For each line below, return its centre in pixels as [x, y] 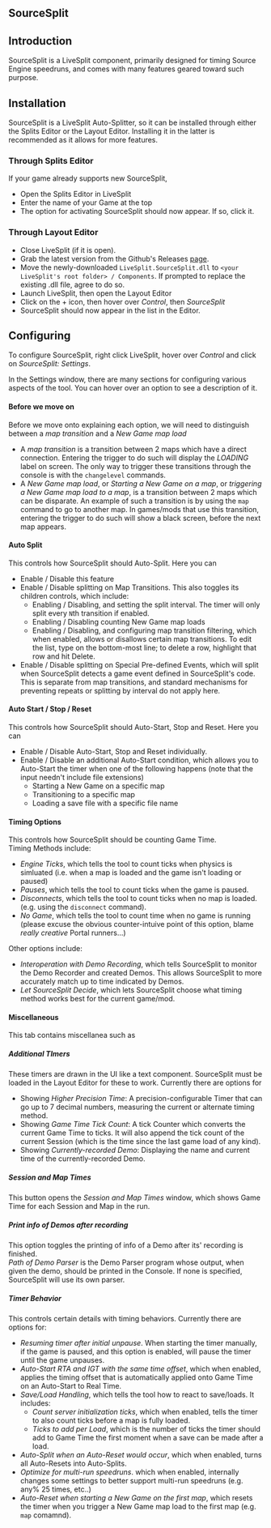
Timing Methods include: [50, 848]
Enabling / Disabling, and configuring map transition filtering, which [144, 630]
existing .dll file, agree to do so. [72, 284]
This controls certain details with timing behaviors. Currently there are [125, 1319]
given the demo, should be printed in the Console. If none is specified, [125, 1271]
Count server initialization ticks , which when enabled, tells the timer [145, 1412]
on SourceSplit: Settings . [50, 364]
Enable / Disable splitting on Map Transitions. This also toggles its [129, 587]
